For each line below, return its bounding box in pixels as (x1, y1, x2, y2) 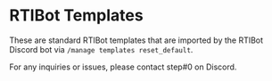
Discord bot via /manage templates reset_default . (9, 44, 194, 54)
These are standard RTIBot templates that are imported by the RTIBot (9, 35, 264, 45)
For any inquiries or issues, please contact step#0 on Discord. (9, 61, 237, 72)
